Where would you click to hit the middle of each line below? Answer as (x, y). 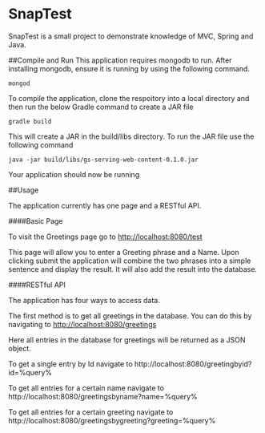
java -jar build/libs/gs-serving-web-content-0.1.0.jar (103, 160)
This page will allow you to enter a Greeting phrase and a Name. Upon (124, 252)
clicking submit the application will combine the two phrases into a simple (130, 261)
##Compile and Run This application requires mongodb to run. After (120, 60)
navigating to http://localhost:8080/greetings (82, 324)
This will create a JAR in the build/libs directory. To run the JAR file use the (131, 136)
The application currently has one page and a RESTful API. (105, 205)
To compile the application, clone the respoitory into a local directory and (129, 98)
